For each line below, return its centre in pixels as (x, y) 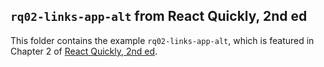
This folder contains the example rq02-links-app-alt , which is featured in (162, 40)
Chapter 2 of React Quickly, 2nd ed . (84, 51)
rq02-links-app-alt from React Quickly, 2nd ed (159, 16)
